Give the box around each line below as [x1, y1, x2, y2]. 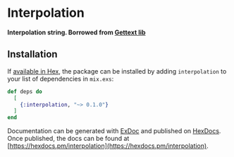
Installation [7, 48, 58, 60]
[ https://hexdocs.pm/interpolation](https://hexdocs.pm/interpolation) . [7, 142, 209, 150]
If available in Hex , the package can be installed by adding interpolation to [7, 67, 227, 75]
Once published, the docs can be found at [7, 135, 130, 143]
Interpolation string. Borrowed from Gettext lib [7, 28, 146, 36]
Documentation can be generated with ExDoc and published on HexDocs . [7, 127, 221, 135]
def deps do [7, 88, 42, 95]
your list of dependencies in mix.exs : [7, 74, 114, 83]
